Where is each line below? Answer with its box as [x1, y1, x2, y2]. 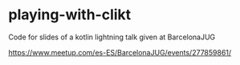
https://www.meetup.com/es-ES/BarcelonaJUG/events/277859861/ [8, 47, 232, 57]
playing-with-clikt [8, 6, 132, 24]
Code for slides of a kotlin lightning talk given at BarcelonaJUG [8, 32, 216, 42]
